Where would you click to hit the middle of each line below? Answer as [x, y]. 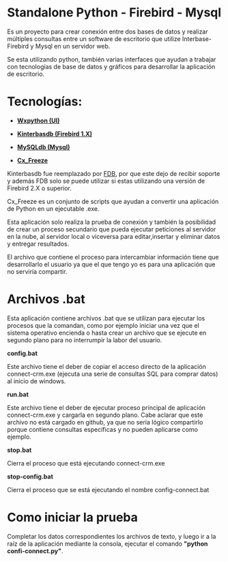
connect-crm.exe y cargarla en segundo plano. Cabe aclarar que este [105, 415]
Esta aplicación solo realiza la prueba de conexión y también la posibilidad [112, 222]
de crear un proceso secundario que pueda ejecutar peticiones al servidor [112, 229]
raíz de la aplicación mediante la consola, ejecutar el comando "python [108, 544]
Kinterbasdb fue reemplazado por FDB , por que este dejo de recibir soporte [114, 173]
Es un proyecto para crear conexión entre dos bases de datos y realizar [108, 31]
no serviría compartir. [37, 271]
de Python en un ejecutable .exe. [53, 208]
